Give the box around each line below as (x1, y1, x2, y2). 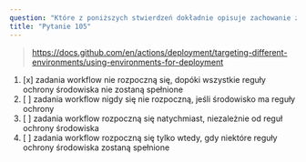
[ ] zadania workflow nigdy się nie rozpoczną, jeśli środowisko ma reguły (22, 93, 296, 105)
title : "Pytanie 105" (9, 22, 92, 31)
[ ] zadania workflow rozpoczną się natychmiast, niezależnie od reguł (22, 113, 283, 124)
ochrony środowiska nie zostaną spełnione (22, 84, 184, 95)
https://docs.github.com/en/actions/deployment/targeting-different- (31, 46, 288, 57)
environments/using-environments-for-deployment (31, 56, 224, 67)
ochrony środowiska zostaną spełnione (22, 142, 170, 153)
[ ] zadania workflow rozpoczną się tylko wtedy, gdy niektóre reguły (22, 132, 278, 143)
